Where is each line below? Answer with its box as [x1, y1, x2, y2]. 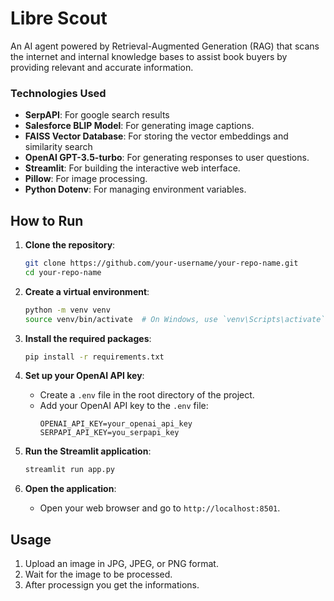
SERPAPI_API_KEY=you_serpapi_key [39, 428, 180, 438]
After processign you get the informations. [24, 579, 200, 591]
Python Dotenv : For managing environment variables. [24, 183, 247, 196]
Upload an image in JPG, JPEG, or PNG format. [24, 558, 219, 570]
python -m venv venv [24, 305, 111, 315]
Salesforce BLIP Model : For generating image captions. [24, 120, 255, 132]
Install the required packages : [24, 332, 152, 344]
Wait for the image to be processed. [24, 568, 173, 581]
